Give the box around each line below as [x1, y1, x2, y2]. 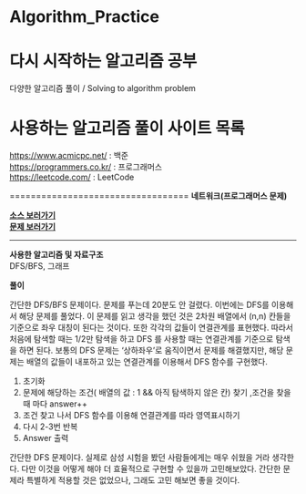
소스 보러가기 [9, 210, 56, 221]
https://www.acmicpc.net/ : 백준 [9, 150, 129, 161]
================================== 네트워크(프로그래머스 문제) [9, 190, 288, 201]
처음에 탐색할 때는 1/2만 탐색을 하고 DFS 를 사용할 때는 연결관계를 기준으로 [9, 334, 274, 345]
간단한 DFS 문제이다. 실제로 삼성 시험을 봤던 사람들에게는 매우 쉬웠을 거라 [9, 452, 270, 463]
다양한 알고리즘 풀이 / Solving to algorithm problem [9, 83, 196, 94]
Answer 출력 [22, 433, 69, 444]
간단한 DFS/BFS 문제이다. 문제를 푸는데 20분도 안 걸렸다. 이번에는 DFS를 [9, 299, 270, 311]
